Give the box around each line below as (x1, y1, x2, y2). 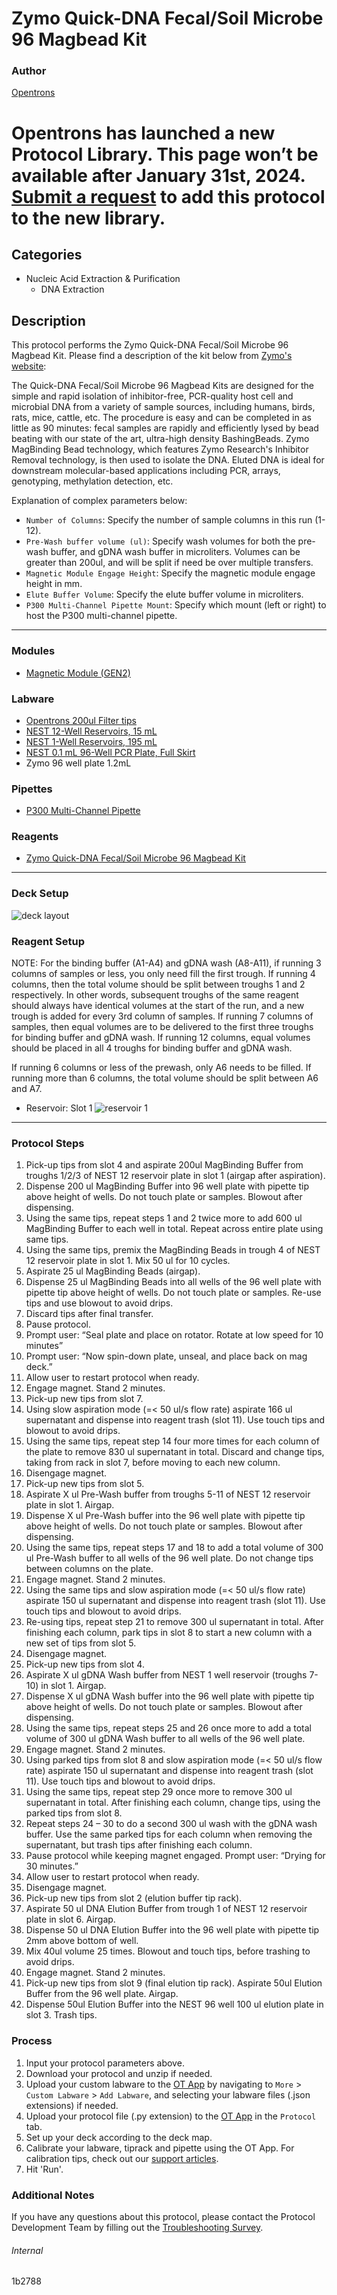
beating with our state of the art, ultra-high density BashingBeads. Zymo (11, 433, 310, 445)
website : (11, 360, 47, 372)
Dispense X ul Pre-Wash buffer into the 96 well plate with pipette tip (25, 1510, 306, 1522)
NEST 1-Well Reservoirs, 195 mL (25, 735, 158, 747)
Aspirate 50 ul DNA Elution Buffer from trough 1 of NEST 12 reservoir (25, 1903, 308, 1915)
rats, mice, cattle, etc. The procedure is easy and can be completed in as (11, 412, 312, 424)
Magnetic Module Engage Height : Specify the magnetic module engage (25, 567, 316, 579)
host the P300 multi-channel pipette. (25, 610, 178, 622)
